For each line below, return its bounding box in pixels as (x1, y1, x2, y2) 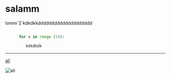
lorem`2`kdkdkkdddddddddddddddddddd (5, 20, 93, 26)
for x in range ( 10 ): (18, 34, 65, 39)
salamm (5, 3, 40, 15)
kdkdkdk (25, 43, 42, 48)
